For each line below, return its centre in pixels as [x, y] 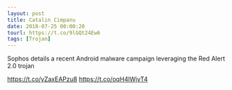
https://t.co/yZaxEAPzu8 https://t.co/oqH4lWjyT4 [78, 79]
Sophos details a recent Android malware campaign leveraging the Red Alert [116, 58]
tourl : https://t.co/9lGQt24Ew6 [54, 33]
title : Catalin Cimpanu [42, 20]
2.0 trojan [21, 66]
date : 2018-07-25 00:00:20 [46, 26]
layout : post [26, 13]
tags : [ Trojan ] [29, 39]
